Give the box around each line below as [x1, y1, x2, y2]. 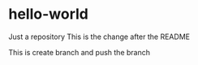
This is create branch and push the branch [8, 47, 150, 57]
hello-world [8, 5, 89, 24]
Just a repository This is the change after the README [8, 32, 191, 41]
